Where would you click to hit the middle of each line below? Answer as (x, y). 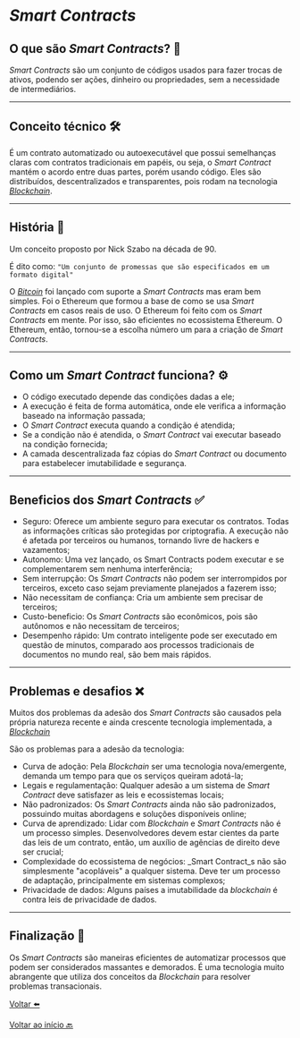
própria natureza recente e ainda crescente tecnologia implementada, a (141, 722)
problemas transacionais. (56, 986)
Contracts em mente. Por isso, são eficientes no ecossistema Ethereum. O (146, 319)
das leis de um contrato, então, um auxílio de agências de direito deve (151, 843)
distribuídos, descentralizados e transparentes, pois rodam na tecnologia (144, 181)
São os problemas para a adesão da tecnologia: (97, 749)
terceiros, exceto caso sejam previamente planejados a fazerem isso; (149, 588)
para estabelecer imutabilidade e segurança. (104, 464)
